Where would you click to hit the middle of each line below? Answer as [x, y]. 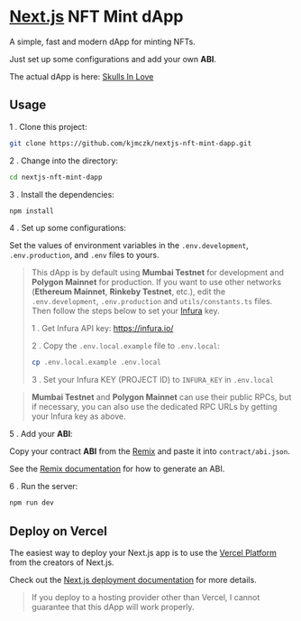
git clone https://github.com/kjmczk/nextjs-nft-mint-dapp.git [131, 143]
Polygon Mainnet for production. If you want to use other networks [156, 283]
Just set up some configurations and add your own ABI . [113, 59]
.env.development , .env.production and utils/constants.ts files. [152, 301]
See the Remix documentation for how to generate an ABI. [117, 469]
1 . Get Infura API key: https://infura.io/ [102, 329]
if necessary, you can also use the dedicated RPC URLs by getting [154, 407]
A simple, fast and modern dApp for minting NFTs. [102, 42]
